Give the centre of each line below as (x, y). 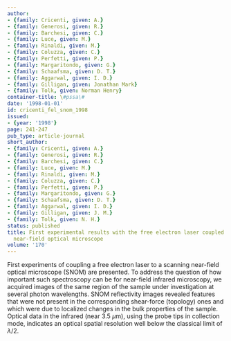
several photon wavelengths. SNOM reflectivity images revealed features (111, 294)
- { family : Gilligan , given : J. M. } (60, 213)
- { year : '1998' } (32, 123)
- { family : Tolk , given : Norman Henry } (65, 91)
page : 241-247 (28, 129)
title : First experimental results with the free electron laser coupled (116, 232)
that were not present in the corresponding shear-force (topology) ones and (115, 302)
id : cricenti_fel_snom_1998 (48, 110)
